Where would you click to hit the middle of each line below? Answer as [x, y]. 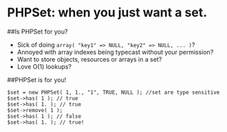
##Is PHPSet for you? [37, 31]
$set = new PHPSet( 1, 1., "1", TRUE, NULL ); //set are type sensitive [113, 92]
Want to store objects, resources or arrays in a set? [89, 59]
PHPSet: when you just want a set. [107, 13]
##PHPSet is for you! [37, 79]
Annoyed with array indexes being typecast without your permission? [115, 52]
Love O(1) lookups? [44, 66]
